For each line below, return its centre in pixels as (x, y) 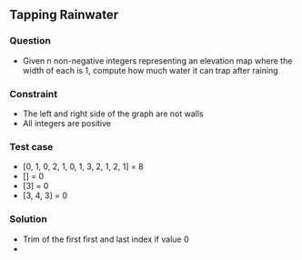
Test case (31, 146)
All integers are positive (67, 123)
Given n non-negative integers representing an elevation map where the (157, 60)
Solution (29, 219)
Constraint (34, 94)
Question (30, 41)
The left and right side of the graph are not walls (113, 114)
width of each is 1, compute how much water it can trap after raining (150, 70)
